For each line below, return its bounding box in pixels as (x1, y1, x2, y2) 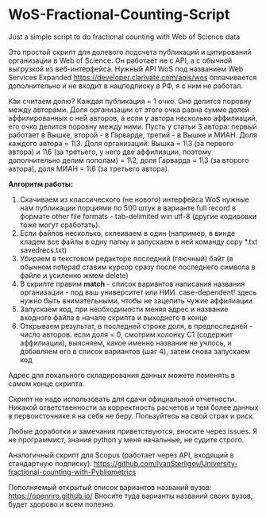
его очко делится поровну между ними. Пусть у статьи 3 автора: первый (8, 122, 257, 131)
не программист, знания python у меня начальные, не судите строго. (8, 434, 245, 444)
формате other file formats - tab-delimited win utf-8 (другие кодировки (19, 211, 257, 221)
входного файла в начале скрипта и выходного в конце (19, 312, 208, 322)
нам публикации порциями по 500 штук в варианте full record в (19, 203, 237, 212)
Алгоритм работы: (8, 179, 74, 188)
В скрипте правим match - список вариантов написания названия (19, 279, 245, 288)
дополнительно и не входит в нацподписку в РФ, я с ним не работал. (8, 81, 244, 91)
